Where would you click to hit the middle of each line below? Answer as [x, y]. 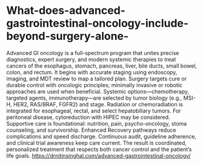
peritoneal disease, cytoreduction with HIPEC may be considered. [88, 117]
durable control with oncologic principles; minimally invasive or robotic [95, 85]
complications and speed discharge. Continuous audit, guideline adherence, [101, 136]
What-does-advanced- [66, 11]
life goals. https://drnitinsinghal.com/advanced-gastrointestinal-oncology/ [98, 155]
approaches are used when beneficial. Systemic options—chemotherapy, [98, 91]
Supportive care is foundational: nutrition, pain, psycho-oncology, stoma [97, 123]
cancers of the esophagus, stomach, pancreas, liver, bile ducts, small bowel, [102, 66]
